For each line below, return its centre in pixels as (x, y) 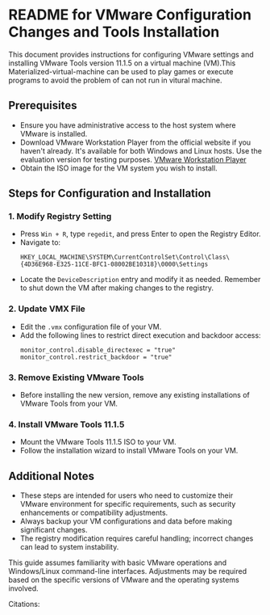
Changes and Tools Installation (114, 32)
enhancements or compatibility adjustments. (94, 513)
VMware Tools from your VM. (69, 404)
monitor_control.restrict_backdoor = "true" (96, 357)
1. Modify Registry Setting (60, 217)
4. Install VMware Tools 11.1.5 (66, 424)
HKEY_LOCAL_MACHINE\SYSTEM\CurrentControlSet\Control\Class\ (125, 257)
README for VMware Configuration (130, 15)
